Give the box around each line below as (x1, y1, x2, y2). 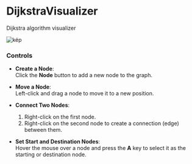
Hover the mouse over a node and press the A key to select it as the (15, 145, 186, 152)
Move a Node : (15, 83, 51, 91)
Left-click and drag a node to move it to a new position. (15, 90, 154, 97)
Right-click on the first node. (24, 114, 96, 121)
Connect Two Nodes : (15, 101, 70, 109)
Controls (6, 51, 33, 60)
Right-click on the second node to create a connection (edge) (24, 120, 179, 127)
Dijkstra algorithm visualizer (6, 24, 76, 32)
